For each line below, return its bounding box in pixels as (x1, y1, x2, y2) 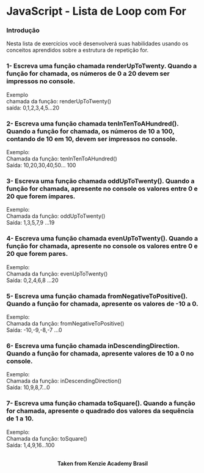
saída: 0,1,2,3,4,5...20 (6, 104, 60, 111)
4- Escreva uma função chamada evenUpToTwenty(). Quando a (6, 234, 199, 243)
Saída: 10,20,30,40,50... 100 (6, 162, 76, 169)
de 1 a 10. (6, 414, 34, 423)
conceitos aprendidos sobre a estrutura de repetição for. (6, 47, 148, 54)
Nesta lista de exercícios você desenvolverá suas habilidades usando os (6, 40, 189, 47)
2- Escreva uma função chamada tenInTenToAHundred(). (6, 119, 179, 128)
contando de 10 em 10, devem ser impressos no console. (6, 135, 178, 143)
